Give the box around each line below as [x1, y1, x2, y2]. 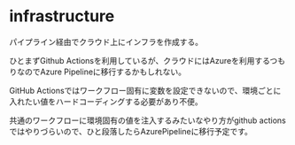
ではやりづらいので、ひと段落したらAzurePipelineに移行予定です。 [9, 126, 252, 136]
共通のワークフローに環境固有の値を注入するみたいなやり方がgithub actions [9, 115, 286, 126]
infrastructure [9, 6, 115, 27]
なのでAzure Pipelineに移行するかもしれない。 [16, 66, 187, 77]
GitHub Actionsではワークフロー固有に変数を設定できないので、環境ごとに [9, 85, 282, 95]
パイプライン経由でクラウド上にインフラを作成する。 [9, 36, 204, 47]
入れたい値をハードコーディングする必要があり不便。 [9, 95, 204, 107]
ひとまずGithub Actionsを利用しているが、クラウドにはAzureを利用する [9, 55, 270, 65]
